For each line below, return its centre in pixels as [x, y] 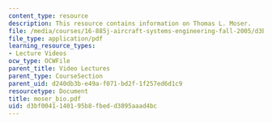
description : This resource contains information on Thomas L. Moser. [130, 23]
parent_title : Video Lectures [59, 69]
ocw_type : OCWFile [39, 61]
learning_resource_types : [52, 46]
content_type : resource [49, 16]
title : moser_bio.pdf [45, 99]
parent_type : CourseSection [56, 76]
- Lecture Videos [38, 53]
